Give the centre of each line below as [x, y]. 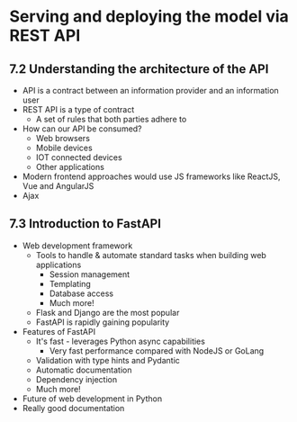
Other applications [70, 167]
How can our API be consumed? [82, 129]
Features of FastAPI [59, 331]
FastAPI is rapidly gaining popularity [103, 322]
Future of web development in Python [92, 399]
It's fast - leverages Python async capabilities [120, 341]
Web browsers [63, 138]
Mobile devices [64, 148]
